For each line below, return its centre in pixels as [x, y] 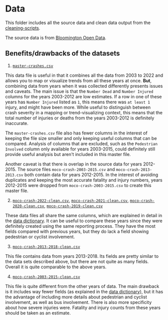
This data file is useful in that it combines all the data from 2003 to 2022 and [84, 75]
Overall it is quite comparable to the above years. [56, 267]
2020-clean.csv [28, 206]
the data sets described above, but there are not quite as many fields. [77, 261]
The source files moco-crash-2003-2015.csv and [66, 169]
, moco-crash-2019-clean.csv [73, 206]
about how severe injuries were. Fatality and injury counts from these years [83, 307]
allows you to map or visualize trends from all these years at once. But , [78, 80]
